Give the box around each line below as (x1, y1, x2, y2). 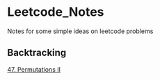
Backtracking (7, 47, 67, 59)
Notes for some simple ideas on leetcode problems (7, 27, 154, 35)
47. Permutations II (7, 65, 61, 73)
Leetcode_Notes (7, 4, 104, 20)
